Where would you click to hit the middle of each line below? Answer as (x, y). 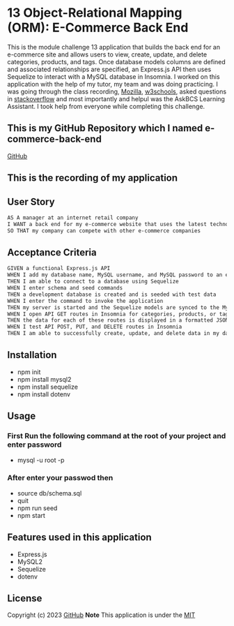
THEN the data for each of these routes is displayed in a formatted (110, 320)
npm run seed (37, 508)
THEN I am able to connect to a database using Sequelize (93, 282)
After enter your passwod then (60, 478)
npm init (29, 372)
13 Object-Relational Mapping (95, 13)
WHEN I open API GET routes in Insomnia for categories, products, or (112, 314)
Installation (32, 355)
